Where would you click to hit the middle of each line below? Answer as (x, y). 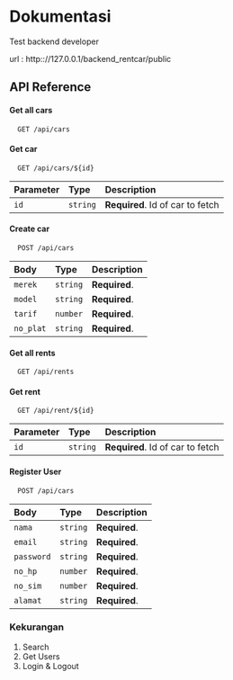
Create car (30, 229)
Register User (36, 471)
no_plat (30, 328)
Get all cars (31, 110)
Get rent (25, 391)
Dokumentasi (60, 17)
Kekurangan (37, 627)
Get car (23, 149)
